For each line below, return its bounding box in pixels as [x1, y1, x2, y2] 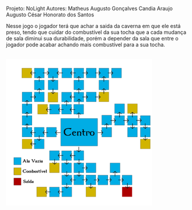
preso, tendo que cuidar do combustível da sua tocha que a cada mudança [6, 29, 187, 36]
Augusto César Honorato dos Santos [6, 11, 95, 18]
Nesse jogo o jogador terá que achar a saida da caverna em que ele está [6, 23, 181, 29]
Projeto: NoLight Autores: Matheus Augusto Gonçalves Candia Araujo [6, 5, 173, 12]
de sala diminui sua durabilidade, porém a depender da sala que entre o [6, 35, 179, 42]
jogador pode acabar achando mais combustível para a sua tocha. [6, 41, 165, 48]
